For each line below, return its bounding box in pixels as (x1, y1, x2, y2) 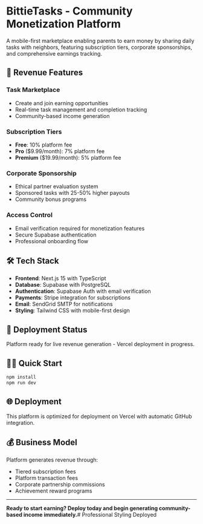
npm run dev (6, 379, 36, 385)
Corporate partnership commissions (14, 481, 105, 488)
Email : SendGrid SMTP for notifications (14, 301, 113, 308)
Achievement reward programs (14, 487, 92, 494)
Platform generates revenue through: (6, 456, 98, 463)
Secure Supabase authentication (14, 231, 97, 238)
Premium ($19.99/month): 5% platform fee (14, 154, 121, 161)
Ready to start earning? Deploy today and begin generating (6, 505, 158, 512)
